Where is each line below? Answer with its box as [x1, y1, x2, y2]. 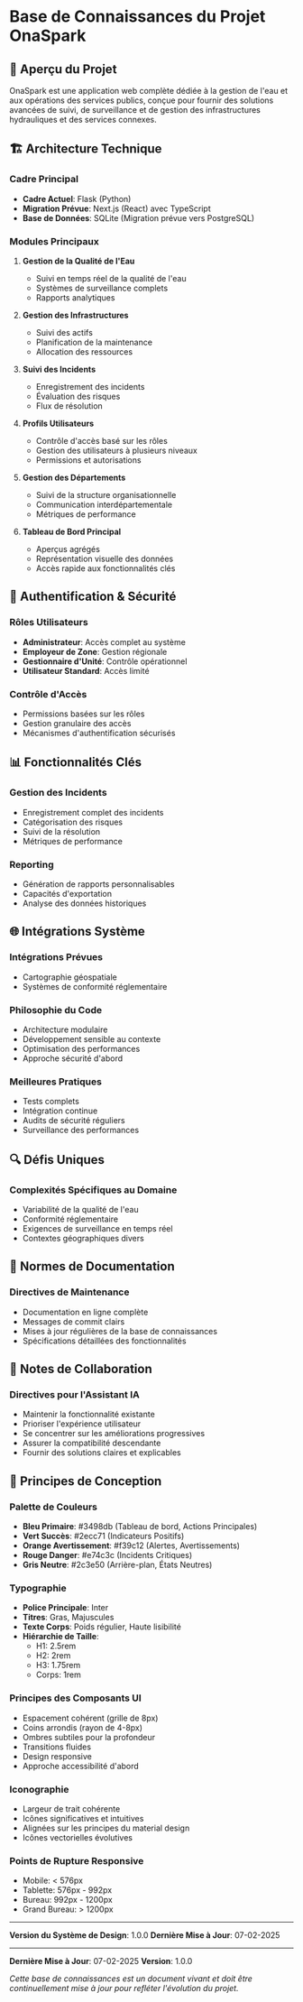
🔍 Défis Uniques [9, 1152, 106, 1167]
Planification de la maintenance [35, 337, 153, 347]
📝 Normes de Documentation [9, 1259, 176, 1274]
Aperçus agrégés [35, 543, 101, 554]
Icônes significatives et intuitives [22, 1813, 144, 1823]
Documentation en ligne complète [22, 1306, 149, 1317]
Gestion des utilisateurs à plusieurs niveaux [35, 445, 198, 456]
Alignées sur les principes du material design [22, 1822, 190, 1833]
